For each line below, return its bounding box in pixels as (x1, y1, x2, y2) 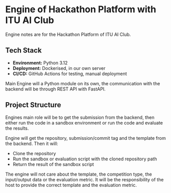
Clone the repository (12, 150, 56, 156)
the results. (5, 125, 29, 131)
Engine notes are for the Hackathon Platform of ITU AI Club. (5, 31, 131, 37)
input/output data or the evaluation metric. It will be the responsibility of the (5, 176, 164, 182)
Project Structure (5, 101, 61, 109)
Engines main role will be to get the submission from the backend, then (5, 114, 155, 120)
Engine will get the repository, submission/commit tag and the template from (5, 135, 166, 141)
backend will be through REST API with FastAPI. (5, 86, 106, 92)
